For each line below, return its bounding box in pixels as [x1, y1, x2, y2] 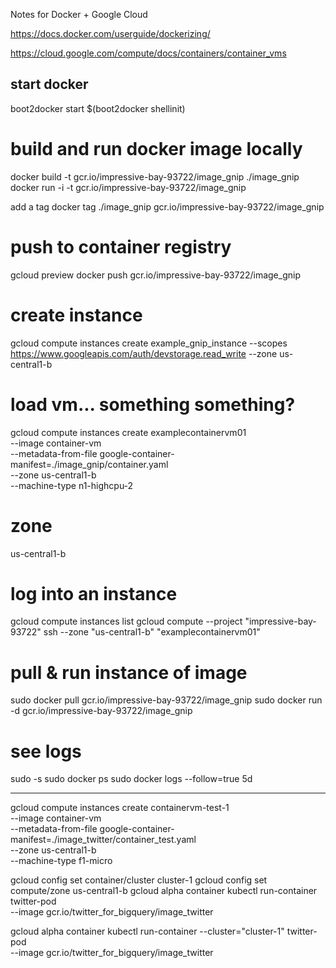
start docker [10, 76, 89, 93]
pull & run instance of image [10, 661, 248, 684]
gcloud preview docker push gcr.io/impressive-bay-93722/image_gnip [10, 269, 301, 281]
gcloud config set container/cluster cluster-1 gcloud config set [10, 874, 268, 886]
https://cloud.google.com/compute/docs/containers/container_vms [10, 47, 287, 59]
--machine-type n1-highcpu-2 [10, 479, 134, 491]
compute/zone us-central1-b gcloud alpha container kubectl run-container [10, 885, 318, 897]
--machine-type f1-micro [10, 855, 113, 867]
